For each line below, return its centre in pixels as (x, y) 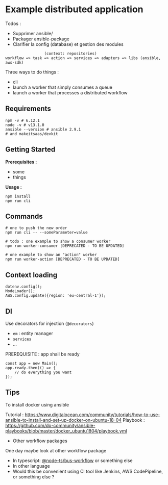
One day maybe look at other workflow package (56, 450)
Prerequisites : (21, 162)
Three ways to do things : (32, 72)
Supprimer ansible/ (33, 33)
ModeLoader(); (20, 291)
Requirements (28, 109)
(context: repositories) (70, 54)
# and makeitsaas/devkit (32, 134)
